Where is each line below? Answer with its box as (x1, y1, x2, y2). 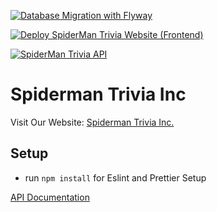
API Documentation (10, 191, 90, 203)
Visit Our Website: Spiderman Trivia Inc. (10, 116, 175, 128)
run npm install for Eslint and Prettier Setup (24, 171, 207, 184)
